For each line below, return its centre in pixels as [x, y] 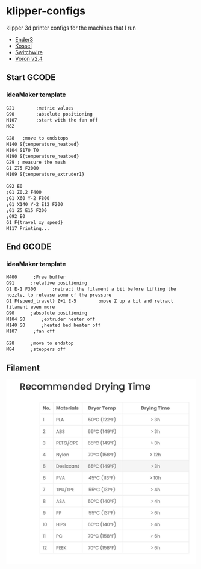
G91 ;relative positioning [47, 283]
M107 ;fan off [31, 331]
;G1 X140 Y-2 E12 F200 [35, 204]
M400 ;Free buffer [36, 277]
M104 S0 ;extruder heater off [51, 319]
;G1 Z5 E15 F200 [26, 210]
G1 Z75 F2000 [23, 168]
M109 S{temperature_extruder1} [45, 174]
